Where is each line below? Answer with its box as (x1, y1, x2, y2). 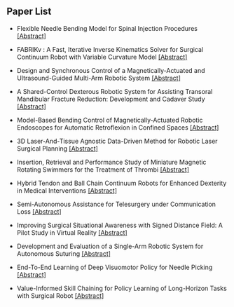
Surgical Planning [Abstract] (16, 144, 99, 153)
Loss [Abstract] (16, 207, 62, 216)
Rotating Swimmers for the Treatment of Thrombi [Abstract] (16, 165, 190, 174)
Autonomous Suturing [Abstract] (16, 249, 111, 258)
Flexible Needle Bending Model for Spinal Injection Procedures (16, 24, 198, 32)
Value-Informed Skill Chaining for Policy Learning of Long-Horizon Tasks (16, 284, 227, 292)
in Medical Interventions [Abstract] (16, 186, 117, 195)
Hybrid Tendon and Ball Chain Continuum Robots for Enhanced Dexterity (16, 179, 227, 187)
